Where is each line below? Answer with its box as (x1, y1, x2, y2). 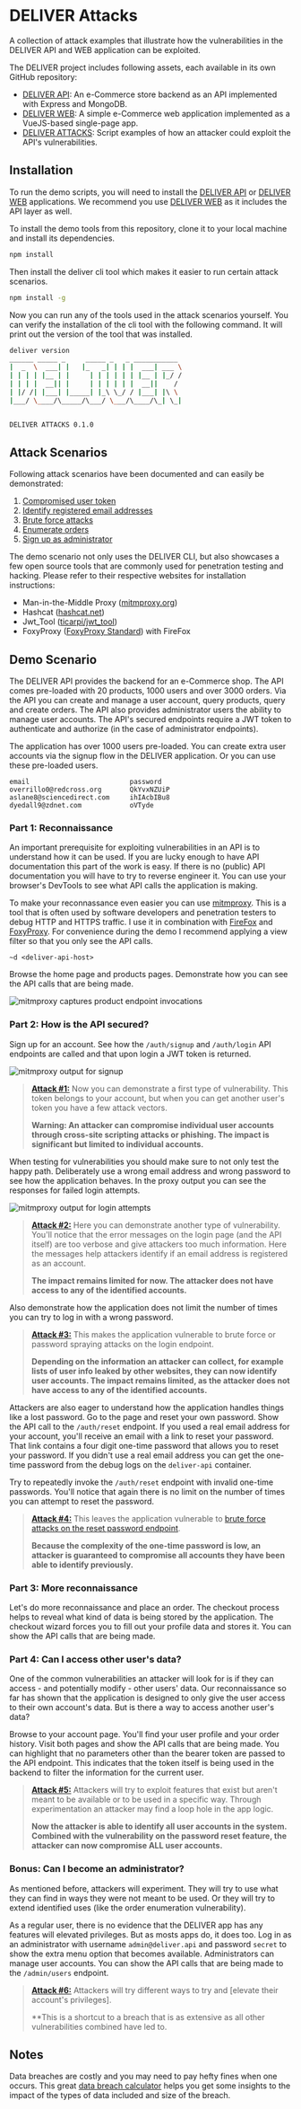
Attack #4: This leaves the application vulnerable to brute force (30, 1513, 266, 1523)
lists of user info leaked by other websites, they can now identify (30, 1365, 278, 1376)
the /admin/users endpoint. (9, 1967, 109, 1978)
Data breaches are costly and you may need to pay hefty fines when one (9, 2071, 278, 2082)
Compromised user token (21, 496, 116, 507)
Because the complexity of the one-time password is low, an (30, 1540, 262, 1550)
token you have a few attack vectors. (30, 1102, 168, 1113)
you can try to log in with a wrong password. (9, 1311, 174, 1322)
